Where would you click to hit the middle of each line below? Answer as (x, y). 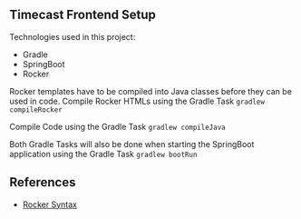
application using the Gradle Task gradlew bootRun (103, 154)
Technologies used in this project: (73, 36)
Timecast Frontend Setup (83, 15)
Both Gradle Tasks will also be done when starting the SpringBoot (132, 144)
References (43, 182)
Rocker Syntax (50, 204)
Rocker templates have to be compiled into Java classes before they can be (151, 91)
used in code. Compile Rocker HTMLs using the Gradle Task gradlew (137, 101)
